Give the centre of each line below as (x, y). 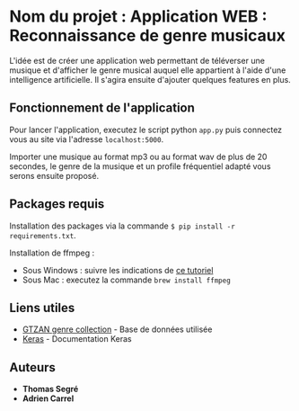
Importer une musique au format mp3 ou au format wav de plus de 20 (138, 156)
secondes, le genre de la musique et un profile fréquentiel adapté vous (140, 166)
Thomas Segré (50, 389)
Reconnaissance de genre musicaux (147, 36)
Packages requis (57, 204)
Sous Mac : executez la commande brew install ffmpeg (126, 280)
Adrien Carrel (48, 398)
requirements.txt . (43, 235)
